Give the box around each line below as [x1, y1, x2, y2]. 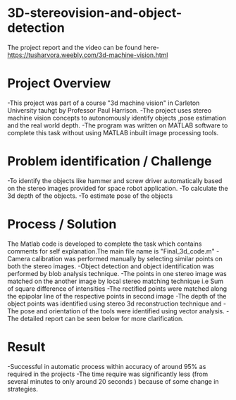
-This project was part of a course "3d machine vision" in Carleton [7, 99, 200, 107]
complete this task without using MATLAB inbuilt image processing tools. [7, 128, 219, 137]
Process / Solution [7, 216, 117, 232]
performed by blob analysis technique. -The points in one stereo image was [7, 269, 227, 277]
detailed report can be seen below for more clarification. [20, 314, 185, 323]
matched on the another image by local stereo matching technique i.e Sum [7, 277, 224, 285]
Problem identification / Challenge [7, 154, 212, 170]
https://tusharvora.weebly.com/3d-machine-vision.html [7, 51, 168, 59]
